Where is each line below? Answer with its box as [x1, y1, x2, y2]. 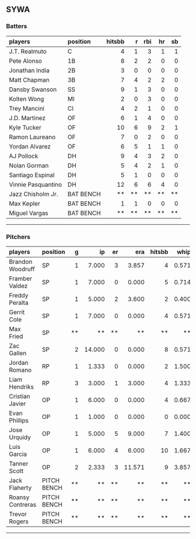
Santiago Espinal [9, 171, 55, 179]
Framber [9, 274, 33, 283]
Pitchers [6, 232, 31, 241]
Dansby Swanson [9, 85, 57, 93]
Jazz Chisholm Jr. [9, 190, 58, 198]
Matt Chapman [9, 75, 50, 84]
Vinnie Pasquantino [9, 180, 62, 188]
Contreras [9, 500, 37, 509]
